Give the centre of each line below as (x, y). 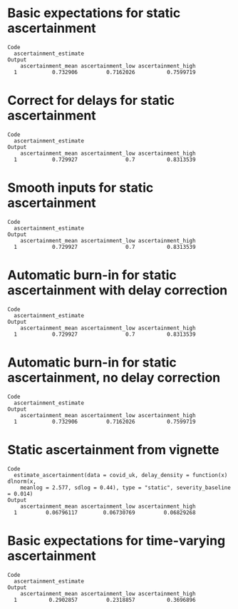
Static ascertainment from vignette (113, 450)
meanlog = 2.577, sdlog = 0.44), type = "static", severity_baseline (126, 487)
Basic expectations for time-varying (117, 541)
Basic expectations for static (94, 13)
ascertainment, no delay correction (114, 378)
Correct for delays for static (91, 101)
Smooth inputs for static (81, 188)
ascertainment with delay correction (118, 290)
